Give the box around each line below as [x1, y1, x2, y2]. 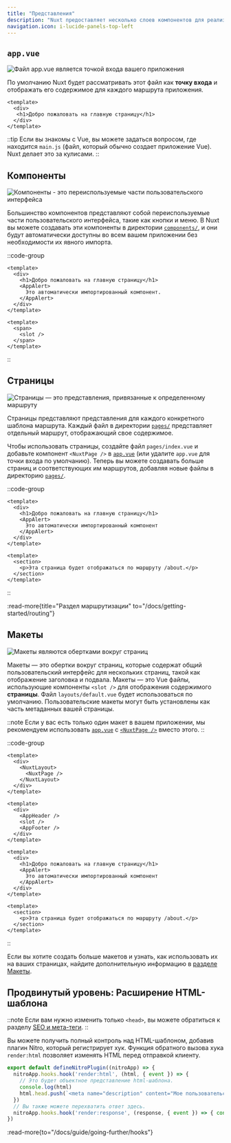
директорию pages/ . [7, 471, 66, 480]
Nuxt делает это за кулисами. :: [7, 150, 100, 158]
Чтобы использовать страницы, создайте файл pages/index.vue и [7, 442, 198, 450]
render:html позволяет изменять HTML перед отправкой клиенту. [7, 1051, 201, 1060]
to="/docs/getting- [133, 601, 187, 610]
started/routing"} [7, 609, 55, 617]
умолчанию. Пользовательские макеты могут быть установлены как [7, 697, 210, 706]
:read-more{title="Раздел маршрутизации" [7, 601, 132, 610]
